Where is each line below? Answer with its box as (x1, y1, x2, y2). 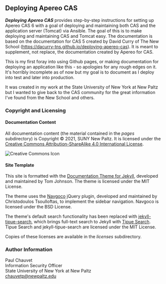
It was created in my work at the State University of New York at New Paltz (5, 84, 158, 90)
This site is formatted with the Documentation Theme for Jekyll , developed (5, 173, 158, 179)
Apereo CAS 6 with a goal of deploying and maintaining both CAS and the (5, 22, 156, 28)
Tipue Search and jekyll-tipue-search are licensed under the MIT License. (5, 224, 157, 230)
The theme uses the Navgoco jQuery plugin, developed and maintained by (5, 193, 158, 199)
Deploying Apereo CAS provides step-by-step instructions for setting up (5, 17, 154, 23)
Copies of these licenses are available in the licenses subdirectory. (5, 234, 142, 240)
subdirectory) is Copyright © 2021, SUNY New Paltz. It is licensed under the (5, 135, 161, 141)
